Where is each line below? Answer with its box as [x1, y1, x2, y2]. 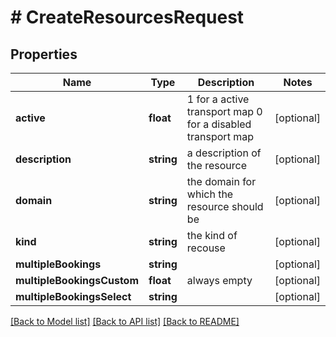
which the [186, 187, 234, 201]
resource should [186, 200, 264, 213]
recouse [186, 241, 226, 255]
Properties [10, 46, 78, 63]
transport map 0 [186, 105, 263, 118]
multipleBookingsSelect [15, 290, 132, 303]
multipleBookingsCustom [15, 274, 140, 287]
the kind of [186, 229, 238, 242]
